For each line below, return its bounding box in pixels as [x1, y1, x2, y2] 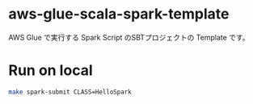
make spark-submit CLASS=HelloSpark [8, 88, 132, 96]
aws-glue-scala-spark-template [8, 5, 230, 23]
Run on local [8, 61, 93, 80]
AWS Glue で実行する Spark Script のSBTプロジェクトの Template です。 [8, 32, 250, 42]
